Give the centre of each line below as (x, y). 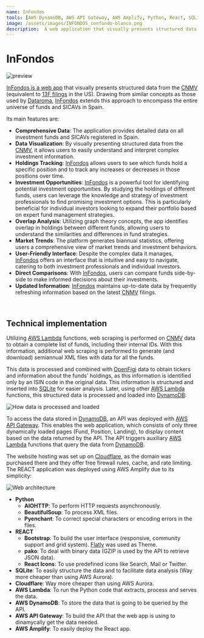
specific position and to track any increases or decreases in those (97, 170)
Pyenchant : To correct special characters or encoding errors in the (108, 519)
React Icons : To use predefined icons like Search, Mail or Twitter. (106, 564)
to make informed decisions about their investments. (93, 279)
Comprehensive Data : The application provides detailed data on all (99, 131)
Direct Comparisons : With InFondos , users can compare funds (94, 273)
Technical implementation (57, 323)
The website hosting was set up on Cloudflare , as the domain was (89, 456)
